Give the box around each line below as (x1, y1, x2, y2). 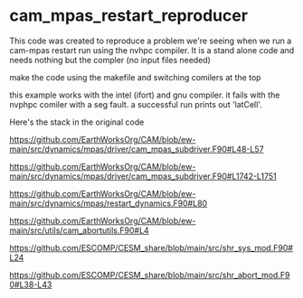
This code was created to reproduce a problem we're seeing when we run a (9, 35, 292, 46)
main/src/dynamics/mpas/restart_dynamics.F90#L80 (9, 198, 208, 209)
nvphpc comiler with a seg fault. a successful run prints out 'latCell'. (9, 98, 262, 109)
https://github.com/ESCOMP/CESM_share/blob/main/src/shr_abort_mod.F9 (9, 269, 290, 280)
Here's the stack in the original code (9, 116, 145, 127)
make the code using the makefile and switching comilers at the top (9, 71, 261, 82)
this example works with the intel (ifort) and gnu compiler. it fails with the (9, 89, 280, 100)
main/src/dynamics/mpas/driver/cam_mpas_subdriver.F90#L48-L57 (9, 144, 264, 154)
